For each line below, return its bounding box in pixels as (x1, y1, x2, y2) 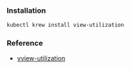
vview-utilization (16, 54, 65, 63)
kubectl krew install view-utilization (6, 22, 125, 29)
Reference (6, 38, 43, 48)
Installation (6, 6, 47, 15)
